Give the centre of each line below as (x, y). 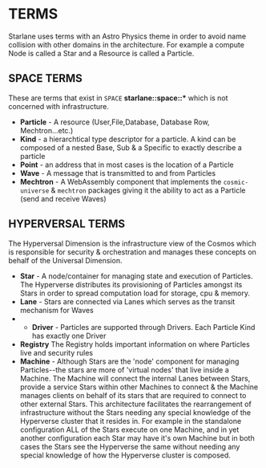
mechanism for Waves (56, 310)
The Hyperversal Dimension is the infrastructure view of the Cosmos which (132, 243)
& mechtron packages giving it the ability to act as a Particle (148, 190)
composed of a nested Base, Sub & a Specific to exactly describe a (131, 147)
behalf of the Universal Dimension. (65, 260)
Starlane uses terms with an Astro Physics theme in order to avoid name (127, 36)
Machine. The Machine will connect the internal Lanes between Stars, (135, 378)
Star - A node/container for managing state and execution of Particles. (136, 276)
